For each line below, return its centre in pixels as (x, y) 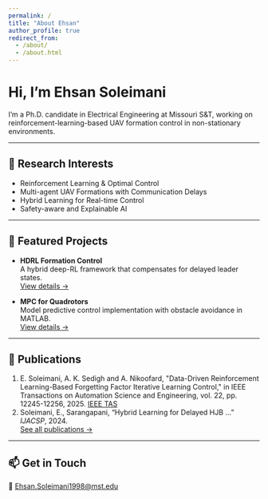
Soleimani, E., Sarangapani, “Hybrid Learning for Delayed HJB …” (127, 413)
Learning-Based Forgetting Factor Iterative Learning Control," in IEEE (133, 387)
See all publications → (56, 430)
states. (31, 277)
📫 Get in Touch (47, 463)
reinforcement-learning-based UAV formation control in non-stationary (124, 123)
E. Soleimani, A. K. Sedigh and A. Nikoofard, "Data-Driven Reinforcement (139, 378)
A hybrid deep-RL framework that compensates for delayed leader (129, 269)
